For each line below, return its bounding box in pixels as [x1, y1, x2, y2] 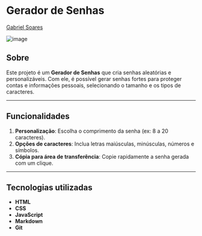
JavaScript [14, 211, 43, 218]
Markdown [14, 218, 43, 225]
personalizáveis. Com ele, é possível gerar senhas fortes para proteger [6, 75, 182, 82]
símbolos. [14, 146, 40, 154]
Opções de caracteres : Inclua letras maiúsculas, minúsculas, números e [14, 140, 194, 147]
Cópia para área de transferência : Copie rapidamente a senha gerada [14, 153, 189, 160]
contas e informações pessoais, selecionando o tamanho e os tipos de [6, 81, 182, 89]
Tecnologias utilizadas [6, 182, 93, 193]
